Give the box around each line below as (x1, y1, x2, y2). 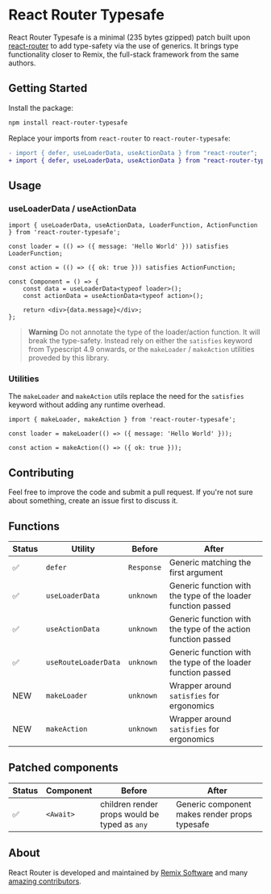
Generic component (176, 798, 252, 809)
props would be (99, 808, 160, 820)
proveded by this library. (27, 353, 110, 363)
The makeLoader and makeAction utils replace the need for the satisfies (8, 392, 244, 401)
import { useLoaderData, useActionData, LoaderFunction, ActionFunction (8, 221, 258, 229)
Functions (8, 519, 60, 533)
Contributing (8, 466, 74, 480)
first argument (169, 567, 223, 578)
